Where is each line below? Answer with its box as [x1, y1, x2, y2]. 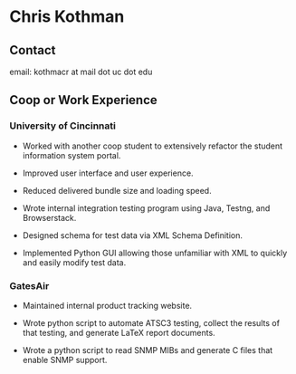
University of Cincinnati [9, 120, 116, 132]
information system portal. [22, 149, 121, 160]
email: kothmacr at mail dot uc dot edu [9, 66, 153, 77]
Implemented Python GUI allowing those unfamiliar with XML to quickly [22, 247, 288, 258]
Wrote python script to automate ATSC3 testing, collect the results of [22, 317, 281, 328]
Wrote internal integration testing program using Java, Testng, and [22, 202, 271, 214]
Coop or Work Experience [9, 92, 158, 108]
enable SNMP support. [22, 354, 108, 365]
